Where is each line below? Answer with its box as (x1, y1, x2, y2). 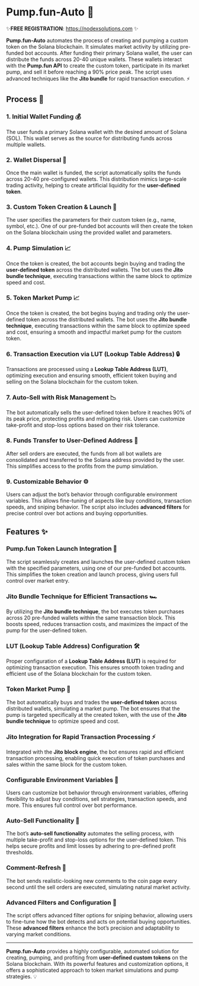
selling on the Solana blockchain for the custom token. (6, 378, 139, 385)
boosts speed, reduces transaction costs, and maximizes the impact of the (6, 620, 188, 627)
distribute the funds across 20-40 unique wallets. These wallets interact (6, 56, 182, 63)
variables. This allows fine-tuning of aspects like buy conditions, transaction (6, 497, 192, 504)
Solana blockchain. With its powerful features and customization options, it (6, 961, 188, 968)
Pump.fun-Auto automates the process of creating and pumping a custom (6, 37, 188, 44)
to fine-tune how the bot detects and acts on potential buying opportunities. (6, 918, 191, 926)
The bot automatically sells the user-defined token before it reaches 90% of (6, 409, 191, 416)
